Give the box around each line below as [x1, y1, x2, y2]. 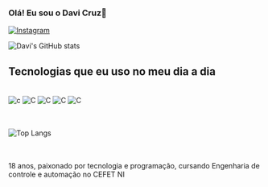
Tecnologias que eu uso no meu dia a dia [8, 64, 216, 78]
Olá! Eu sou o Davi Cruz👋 [8, 7, 107, 19]
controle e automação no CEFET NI [8, 169, 125, 179]
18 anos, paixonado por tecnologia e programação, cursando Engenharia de [8, 160, 260, 170]
